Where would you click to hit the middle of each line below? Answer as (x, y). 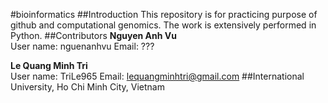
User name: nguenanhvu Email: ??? (82, 46)
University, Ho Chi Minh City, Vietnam (87, 87)
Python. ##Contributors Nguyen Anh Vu (93, 35)
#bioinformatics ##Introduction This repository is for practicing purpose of (164, 14)
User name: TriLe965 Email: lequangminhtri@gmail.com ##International (157, 76)
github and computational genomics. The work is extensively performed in (163, 25)
